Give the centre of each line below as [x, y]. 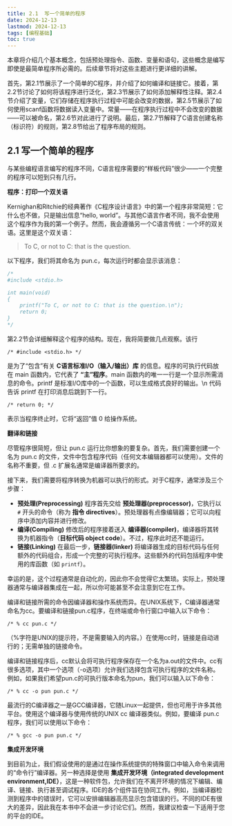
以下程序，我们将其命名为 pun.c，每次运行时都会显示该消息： [95, 260]
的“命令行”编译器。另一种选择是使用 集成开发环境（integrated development [116, 772]
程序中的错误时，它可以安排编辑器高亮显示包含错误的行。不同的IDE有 [118, 798]
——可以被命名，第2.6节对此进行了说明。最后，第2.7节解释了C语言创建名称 [115, 118]
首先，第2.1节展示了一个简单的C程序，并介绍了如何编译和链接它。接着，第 [113, 83]
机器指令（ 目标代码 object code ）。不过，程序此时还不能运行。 [119, 538]
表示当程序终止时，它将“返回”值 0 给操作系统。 [74, 418]
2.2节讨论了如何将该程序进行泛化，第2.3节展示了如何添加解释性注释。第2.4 [115, 92]
